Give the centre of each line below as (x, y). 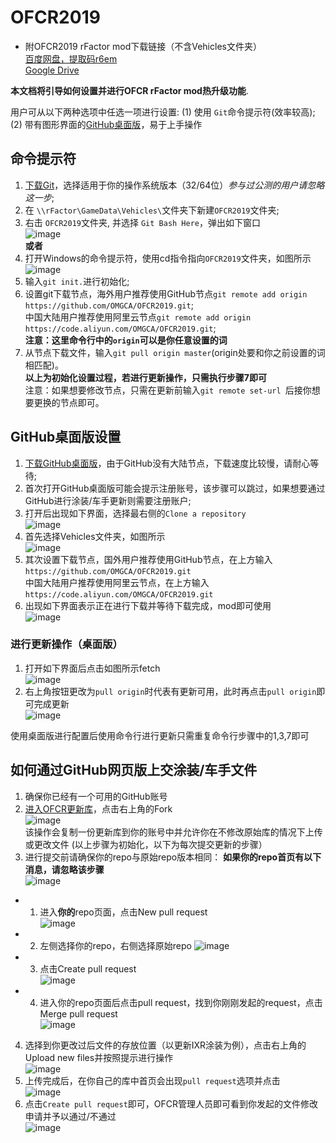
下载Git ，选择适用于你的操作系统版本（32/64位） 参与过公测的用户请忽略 (174, 185)
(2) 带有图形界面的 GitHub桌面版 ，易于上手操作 (106, 124)
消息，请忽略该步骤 (64, 869)
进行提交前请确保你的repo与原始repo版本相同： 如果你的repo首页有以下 (173, 857)
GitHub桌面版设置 (66, 437)
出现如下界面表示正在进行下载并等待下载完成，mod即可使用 (148, 605)
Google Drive (52, 70)
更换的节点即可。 (69, 402)
